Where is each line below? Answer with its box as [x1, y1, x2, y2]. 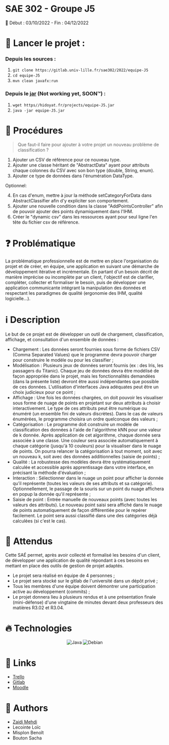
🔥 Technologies [5, 622, 72, 634]
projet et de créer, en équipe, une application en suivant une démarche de [5, 263, 159, 269]
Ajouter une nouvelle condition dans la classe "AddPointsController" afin [12, 203, 163, 209]
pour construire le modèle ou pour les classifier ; [12, 357, 114, 363]
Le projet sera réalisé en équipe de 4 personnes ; [12, 572, 115, 578]
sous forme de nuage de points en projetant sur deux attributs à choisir [12, 400, 161, 406]
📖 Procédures [5, 125, 63, 136]
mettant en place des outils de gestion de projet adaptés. [5, 563, 124, 569]
